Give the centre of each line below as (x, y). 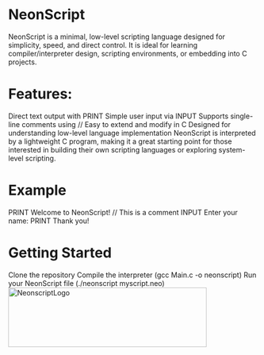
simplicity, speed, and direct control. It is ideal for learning (103, 44)
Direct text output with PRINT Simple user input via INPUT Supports (119, 116)
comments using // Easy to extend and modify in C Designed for (126, 124)
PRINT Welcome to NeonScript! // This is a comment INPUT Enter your (123, 212)
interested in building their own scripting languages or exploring (113, 149)
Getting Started (60, 253)
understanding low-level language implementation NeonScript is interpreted (132, 133)
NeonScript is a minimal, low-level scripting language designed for (117, 37)
